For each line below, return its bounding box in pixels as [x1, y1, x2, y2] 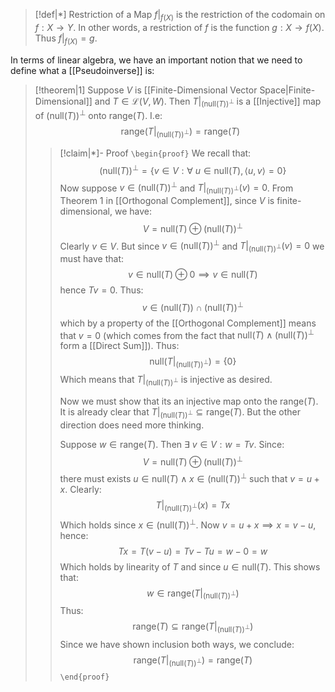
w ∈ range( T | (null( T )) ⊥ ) [146, 587, 240, 601]
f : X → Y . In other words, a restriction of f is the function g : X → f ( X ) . [34, 21, 325, 33]
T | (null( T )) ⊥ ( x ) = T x [155, 499, 231, 513]
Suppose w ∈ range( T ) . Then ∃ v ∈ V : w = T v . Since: [59, 438, 285, 450]
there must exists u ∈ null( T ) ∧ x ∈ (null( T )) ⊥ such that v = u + [59, 471, 320, 485]
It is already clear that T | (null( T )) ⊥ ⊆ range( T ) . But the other [59, 405, 301, 420]
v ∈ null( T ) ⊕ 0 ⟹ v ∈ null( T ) [128, 269, 258, 281]
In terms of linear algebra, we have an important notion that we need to [10, 54, 303, 66]
